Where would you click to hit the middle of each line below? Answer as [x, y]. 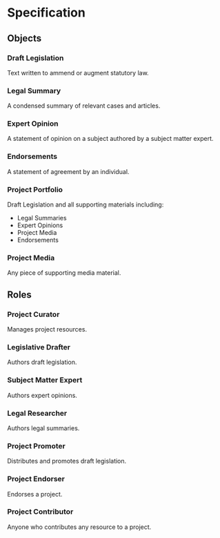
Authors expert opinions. [42, 395]
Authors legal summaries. [43, 428]
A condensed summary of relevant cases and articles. [84, 106]
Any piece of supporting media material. [64, 273]
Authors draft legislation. [42, 362]
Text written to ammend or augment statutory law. [78, 73]
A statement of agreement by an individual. [68, 171]
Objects [24, 38]
